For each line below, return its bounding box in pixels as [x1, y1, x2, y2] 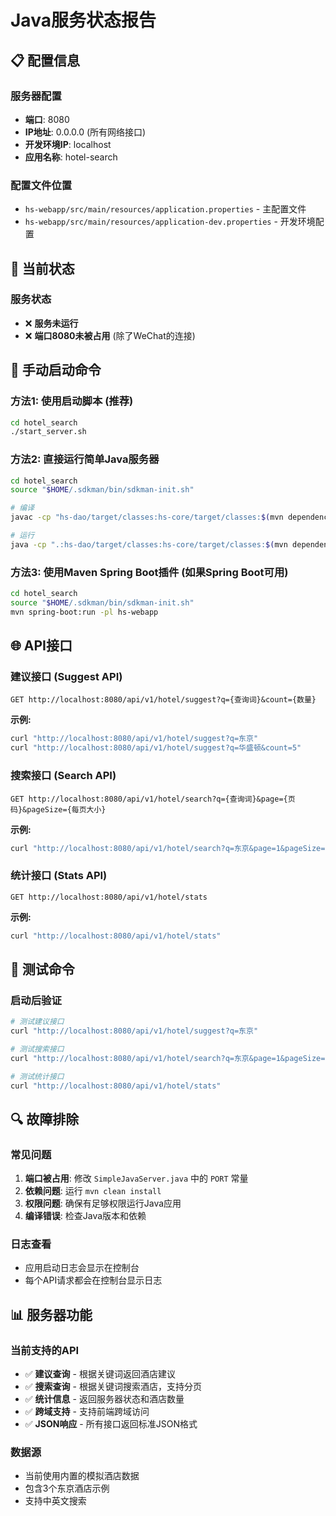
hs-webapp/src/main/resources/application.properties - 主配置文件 [24, 203, 307, 215]
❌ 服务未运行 [24, 317, 79, 329]
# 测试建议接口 [10, 1017, 65, 1027]
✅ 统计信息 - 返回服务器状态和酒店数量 [24, 1393, 185, 1405]
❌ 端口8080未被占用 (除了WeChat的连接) [24, 329, 196, 341]
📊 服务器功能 [10, 1306, 93, 1323]
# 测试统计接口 [10, 1071, 65, 1081]
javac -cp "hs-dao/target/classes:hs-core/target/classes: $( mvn [10, 512, 284, 523]
